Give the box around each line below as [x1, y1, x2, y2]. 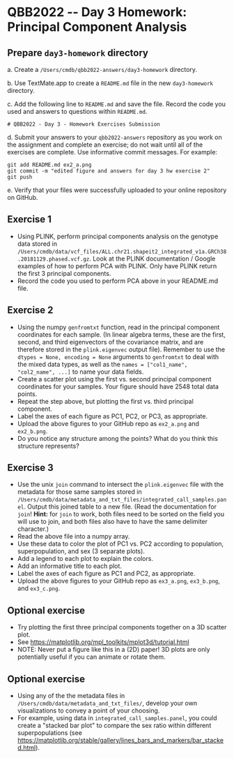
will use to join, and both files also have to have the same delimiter [17, 518, 208, 526]
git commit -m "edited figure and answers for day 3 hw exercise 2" [7, 168, 210, 175]
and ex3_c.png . [17, 584, 61, 592]
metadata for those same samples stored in [17, 488, 142, 496]
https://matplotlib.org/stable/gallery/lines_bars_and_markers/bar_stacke [17, 736, 224, 745]
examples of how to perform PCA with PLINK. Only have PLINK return [17, 261, 217, 270]
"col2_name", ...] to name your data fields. [17, 367, 144, 376]
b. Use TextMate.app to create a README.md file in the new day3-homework [7, 79, 214, 87]
